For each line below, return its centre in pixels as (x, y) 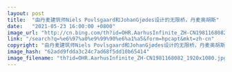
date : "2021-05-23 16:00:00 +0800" (61, 26)
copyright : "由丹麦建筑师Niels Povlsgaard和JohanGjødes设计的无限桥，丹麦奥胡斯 (116, 45)
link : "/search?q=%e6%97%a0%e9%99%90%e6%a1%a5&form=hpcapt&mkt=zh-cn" (111, 39)
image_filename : (30, 58)
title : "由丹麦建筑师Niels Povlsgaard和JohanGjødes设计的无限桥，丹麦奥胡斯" (113, 20)
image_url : (23, 33)
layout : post (26, 13)
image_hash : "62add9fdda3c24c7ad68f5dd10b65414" (78, 52)
